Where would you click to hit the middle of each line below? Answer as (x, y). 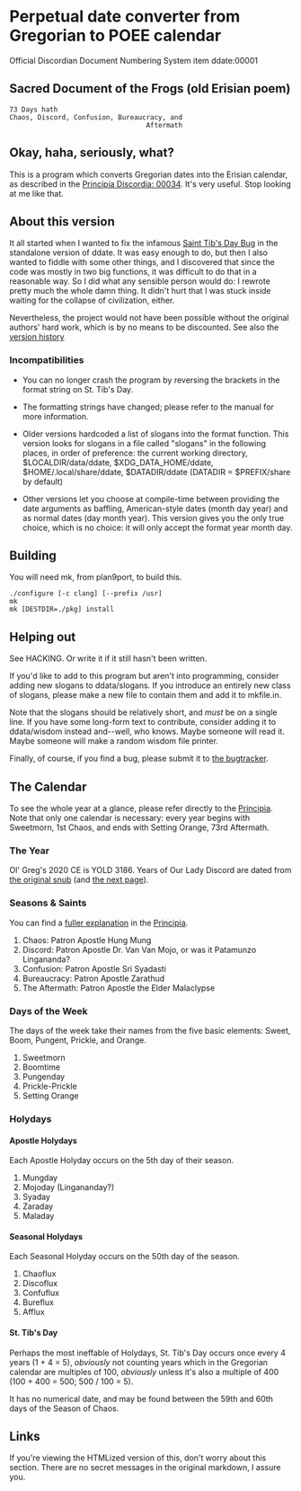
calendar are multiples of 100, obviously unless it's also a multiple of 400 (144, 1372)
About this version (62, 221)
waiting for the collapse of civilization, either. (92, 300)
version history (37, 337)
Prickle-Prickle (50, 1086)
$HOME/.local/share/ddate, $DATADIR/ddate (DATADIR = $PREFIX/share (156, 472)
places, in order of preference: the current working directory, (135, 453)
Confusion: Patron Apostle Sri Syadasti (94, 968)
